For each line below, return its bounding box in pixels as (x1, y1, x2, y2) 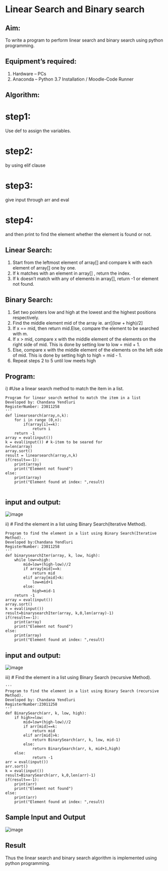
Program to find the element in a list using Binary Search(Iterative (5, 531, 157, 536)
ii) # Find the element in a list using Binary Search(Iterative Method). (5, 521, 147, 527)
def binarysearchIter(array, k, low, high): (5, 553, 100, 558)
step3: (5, 180, 33, 192)
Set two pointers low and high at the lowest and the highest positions (12, 309, 156, 315)
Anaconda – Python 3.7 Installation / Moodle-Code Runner (12, 76, 134, 82)
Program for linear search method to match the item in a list (5, 395, 141, 401)
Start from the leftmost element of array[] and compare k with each (12, 259, 152, 266)
